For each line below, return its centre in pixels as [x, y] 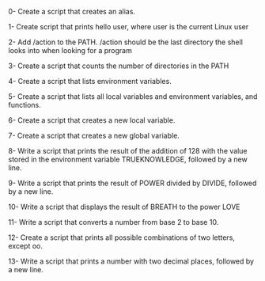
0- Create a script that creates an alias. [72, 11]
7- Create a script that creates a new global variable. [94, 135]
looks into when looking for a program [70, 50]
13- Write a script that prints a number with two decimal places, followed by [131, 261]
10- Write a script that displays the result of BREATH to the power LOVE [124, 207]
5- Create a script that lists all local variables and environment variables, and [133, 97]
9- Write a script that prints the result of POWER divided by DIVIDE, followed [132, 183]
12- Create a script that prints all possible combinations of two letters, [122, 237]
